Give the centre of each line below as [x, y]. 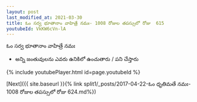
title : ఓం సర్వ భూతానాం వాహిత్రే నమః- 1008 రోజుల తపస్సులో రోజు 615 [85, 23]
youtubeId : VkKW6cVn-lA [36, 29]
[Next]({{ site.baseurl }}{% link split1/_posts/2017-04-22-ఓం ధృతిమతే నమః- [99, 84]
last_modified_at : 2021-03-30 [44, 18]
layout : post [23, 12]
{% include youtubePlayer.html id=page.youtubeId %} [73, 72]
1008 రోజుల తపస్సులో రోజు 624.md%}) [51, 92]
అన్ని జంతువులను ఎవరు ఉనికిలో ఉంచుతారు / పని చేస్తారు [77, 59]
